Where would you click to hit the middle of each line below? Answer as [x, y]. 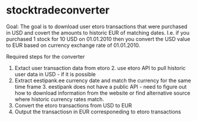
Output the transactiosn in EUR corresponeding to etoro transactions [98, 112]
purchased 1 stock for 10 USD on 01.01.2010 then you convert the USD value [98, 39]
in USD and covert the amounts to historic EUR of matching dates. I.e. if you [98, 32]
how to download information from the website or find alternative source [102, 93]
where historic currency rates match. [59, 99]
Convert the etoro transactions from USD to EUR [73, 105]
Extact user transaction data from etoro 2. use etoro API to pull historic [100, 68]
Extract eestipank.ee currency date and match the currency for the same [103, 80]
